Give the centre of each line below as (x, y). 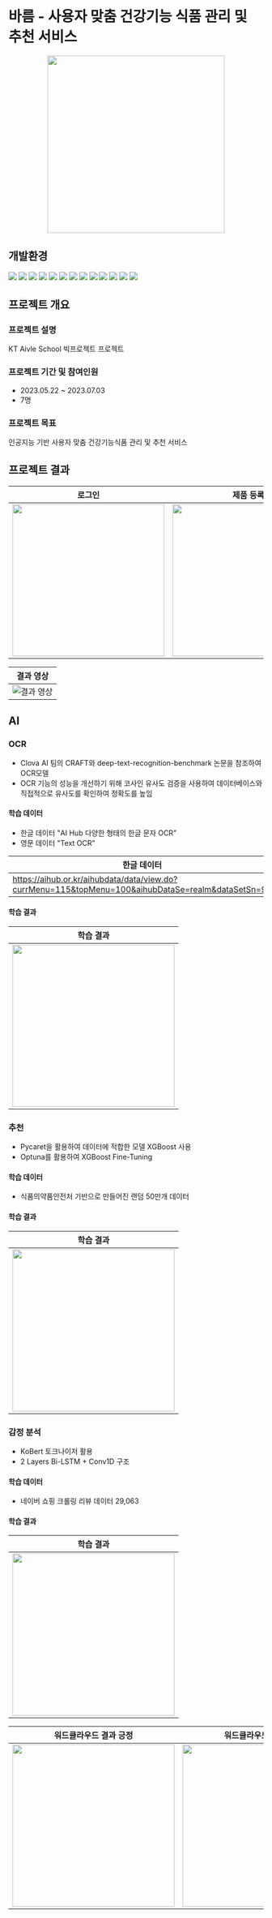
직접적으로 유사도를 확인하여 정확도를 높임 (86, 793)
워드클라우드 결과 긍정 (93, 1736)
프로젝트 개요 (39, 305)
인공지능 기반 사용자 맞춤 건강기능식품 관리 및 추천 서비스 (98, 442)
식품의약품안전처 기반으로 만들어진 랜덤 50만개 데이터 (104, 1196)
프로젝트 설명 (32, 330)
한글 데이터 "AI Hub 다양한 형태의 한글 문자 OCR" (98, 833)
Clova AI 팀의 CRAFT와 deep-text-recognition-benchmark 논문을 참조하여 (140, 762)
